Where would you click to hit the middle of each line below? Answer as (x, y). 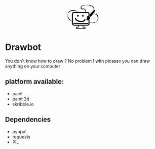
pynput (19, 131)
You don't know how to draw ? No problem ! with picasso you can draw (77, 61)
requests (21, 137)
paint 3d (21, 99)
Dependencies (28, 120)
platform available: (35, 82)
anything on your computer (33, 66)
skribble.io (23, 104)
